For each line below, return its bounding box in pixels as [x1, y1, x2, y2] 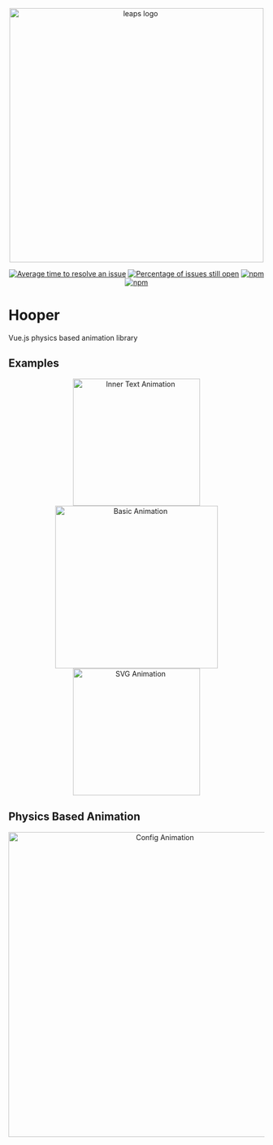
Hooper [8, 306, 60, 324]
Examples [8, 356, 59, 370]
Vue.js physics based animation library [8, 333, 138, 342]
